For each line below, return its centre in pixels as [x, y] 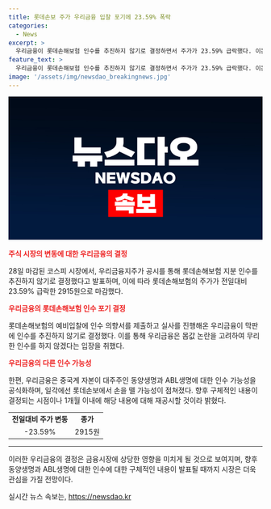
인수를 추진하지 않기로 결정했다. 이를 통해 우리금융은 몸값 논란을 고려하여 [131, 336]
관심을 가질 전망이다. [41, 479]
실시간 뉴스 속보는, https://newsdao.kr [70, 496]
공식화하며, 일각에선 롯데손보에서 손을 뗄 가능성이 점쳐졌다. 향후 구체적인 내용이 [133, 390]
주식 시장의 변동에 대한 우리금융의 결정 [68, 254]
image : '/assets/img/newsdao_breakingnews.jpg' [90, 77]
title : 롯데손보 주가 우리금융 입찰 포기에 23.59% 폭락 [90, 17]
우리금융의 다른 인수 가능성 [50, 363]
